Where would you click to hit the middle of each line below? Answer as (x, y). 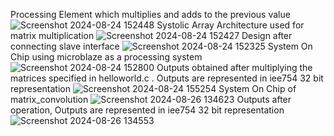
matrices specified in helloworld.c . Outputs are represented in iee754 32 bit (167, 78)
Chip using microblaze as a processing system (106, 57)
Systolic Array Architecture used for (230, 25)
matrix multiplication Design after (151, 35)
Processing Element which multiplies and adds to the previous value (150, 14)
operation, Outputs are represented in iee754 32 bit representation (147, 110)
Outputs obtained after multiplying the (234, 67)
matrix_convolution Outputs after (151, 99)
